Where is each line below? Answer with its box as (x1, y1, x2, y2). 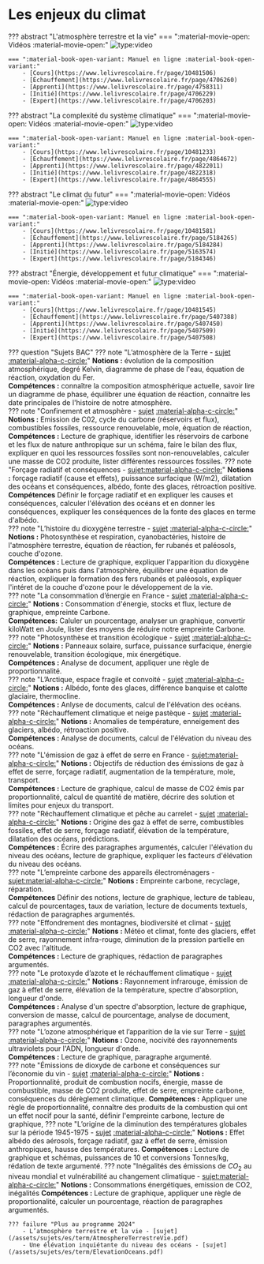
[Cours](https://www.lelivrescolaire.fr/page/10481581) (28, 227, 217, 234)
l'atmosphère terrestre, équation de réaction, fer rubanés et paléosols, (8, 540, 236, 549)
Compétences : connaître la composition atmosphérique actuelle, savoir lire (8, 381, 255, 390)
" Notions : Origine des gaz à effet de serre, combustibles (55, 817, 244, 827)
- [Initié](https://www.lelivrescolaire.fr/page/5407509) (22, 326, 217, 335)
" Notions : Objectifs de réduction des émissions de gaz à (55, 758, 244, 767)
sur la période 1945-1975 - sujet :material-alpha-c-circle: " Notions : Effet (8, 1127, 245, 1137)
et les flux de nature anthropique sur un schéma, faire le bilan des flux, (8, 440, 238, 449)
